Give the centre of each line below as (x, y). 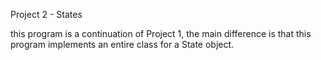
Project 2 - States (46, 14)
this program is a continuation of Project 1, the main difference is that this (161, 33)
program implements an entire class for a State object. (122, 44)
